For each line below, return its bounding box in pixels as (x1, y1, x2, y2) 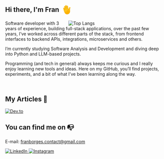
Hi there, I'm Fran (5, 5, 59, 14)
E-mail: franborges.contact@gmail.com (5, 139, 85, 145)
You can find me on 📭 (5, 123, 74, 132)
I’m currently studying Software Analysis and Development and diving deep (5, 46, 159, 52)
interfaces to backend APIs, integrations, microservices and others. (5, 36, 143, 42)
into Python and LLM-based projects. (5, 51, 81, 57)
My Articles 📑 (5, 95, 48, 104)
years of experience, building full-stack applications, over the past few (5, 25, 150, 31)
